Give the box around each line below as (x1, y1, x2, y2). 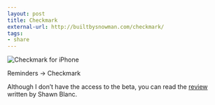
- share (7, 36, 30, 43)
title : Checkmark (7, 17, 58, 24)
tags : (7, 29, 23, 37)
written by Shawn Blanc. (7, 90, 78, 99)
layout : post (7, 10, 46, 17)
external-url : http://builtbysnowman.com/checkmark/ (7, 23, 165, 30)
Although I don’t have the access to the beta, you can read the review (7, 83, 208, 91)
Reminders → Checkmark (7, 69, 81, 78)
